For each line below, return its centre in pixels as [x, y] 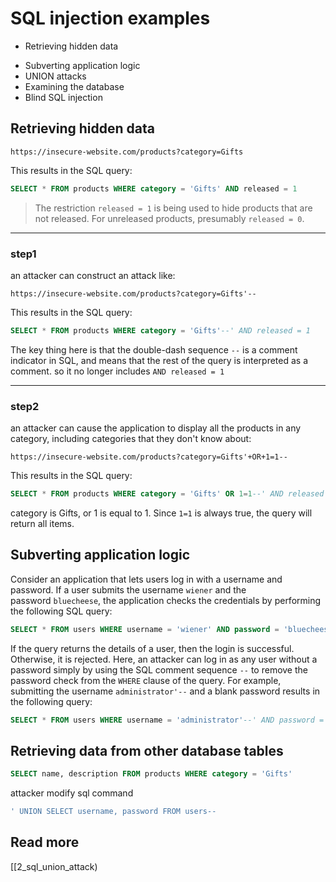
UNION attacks [55, 76]
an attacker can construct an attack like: [93, 275]
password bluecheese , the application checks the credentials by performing [166, 600]
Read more [45, 842]
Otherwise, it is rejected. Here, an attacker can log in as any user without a [164, 659]
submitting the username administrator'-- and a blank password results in [165, 691]
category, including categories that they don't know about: [131, 439]
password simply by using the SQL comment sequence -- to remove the [159, 669]
